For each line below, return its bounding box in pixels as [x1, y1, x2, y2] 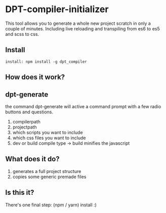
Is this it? [5, 188, 34, 197]
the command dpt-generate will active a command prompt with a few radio [5, 103, 161, 109]
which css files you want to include [12, 135, 86, 141]
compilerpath [12, 118, 40, 124]
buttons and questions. [5, 109, 53, 115]
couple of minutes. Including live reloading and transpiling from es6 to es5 [5, 25, 160, 31]
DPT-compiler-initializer [5, 4, 109, 15]
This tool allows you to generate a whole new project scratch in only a [5, 20, 151, 26]
